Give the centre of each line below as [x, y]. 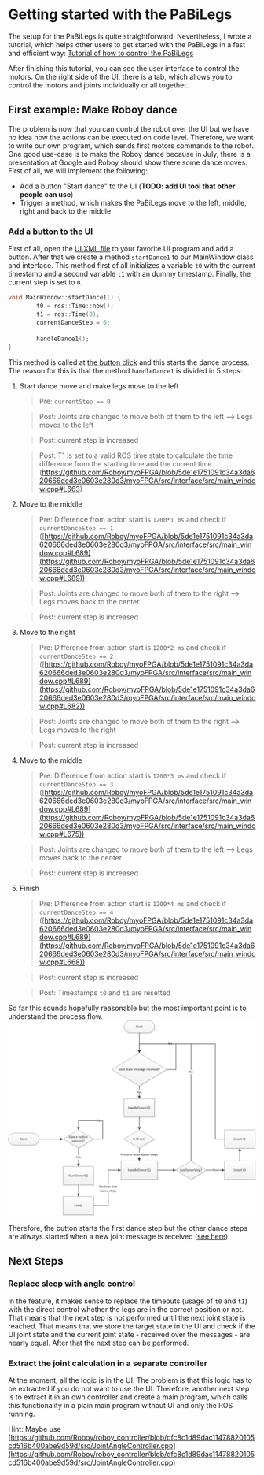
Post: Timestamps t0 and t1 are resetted [105, 993]
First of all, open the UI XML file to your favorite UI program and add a [121, 249]
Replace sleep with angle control [72, 1284]
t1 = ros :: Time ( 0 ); [68, 314]
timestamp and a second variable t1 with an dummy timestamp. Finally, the [130, 274]
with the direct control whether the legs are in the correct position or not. [126, 1309]
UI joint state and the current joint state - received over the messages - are [129, 1334]
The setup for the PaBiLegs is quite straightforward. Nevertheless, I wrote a [130, 36]
